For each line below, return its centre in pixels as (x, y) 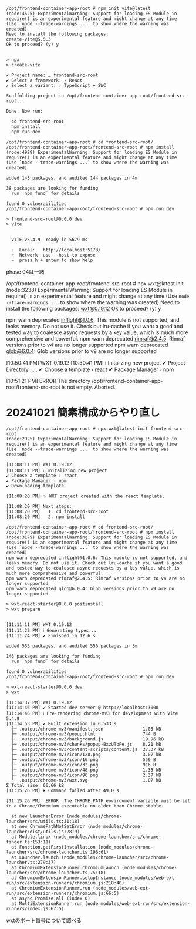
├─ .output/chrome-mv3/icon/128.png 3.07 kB (86, 755)
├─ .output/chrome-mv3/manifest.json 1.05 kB (86, 729)
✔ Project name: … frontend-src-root (52, 75)
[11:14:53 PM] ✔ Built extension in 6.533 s (61, 723)
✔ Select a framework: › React (44, 80)
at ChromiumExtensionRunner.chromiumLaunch (65, 867)
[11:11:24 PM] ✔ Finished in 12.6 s (51, 635)
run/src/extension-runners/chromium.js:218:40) (65, 883)
